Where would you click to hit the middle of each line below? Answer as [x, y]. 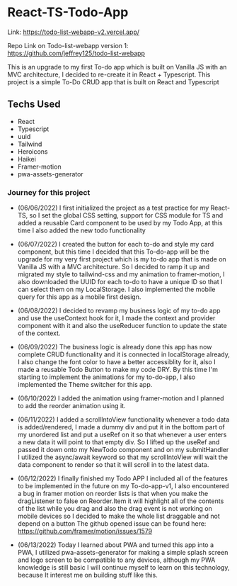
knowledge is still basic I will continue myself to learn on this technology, [123, 568]
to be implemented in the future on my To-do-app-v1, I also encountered [123, 486]
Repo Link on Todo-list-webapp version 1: [68, 45]
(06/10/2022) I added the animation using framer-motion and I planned [121, 398]
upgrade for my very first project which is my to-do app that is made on [122, 259]
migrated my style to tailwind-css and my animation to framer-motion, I [121, 274]
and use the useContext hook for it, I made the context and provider [116, 318]
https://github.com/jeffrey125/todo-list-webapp [76, 53]
